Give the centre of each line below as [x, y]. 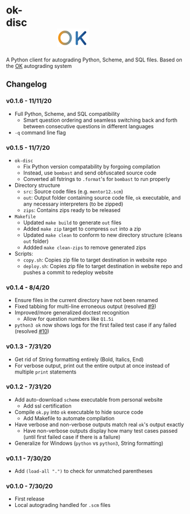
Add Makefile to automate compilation [69, 418]
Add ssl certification [47, 406]
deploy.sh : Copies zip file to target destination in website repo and [103, 266]
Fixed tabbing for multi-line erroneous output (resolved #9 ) [85, 306]
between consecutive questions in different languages [88, 126]
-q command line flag [40, 132]
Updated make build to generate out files [72, 222]
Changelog [27, 85]
